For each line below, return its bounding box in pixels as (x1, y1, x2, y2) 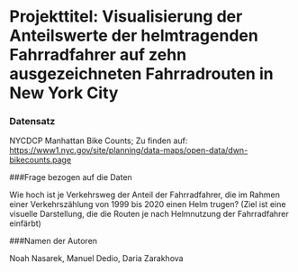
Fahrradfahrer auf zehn (9, 45, 187, 65)
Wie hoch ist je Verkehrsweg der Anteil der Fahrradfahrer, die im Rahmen (9, 189, 281, 200)
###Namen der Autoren (9, 236, 97, 247)
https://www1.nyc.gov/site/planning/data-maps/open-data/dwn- (9, 145, 248, 156)
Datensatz (9, 115, 56, 128)
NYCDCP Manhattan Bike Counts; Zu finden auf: (9, 135, 188, 146)
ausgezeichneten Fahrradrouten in (9, 64, 274, 85)
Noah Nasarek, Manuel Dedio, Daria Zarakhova (9, 253, 184, 264)
